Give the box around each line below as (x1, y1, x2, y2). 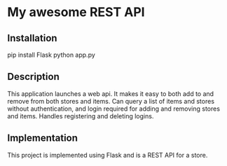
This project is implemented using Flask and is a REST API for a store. (7, 151, 208, 159)
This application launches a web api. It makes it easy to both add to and (7, 89, 214, 98)
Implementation (7, 132, 78, 144)
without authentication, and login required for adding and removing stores (7, 104, 221, 113)
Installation (7, 32, 57, 44)
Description (7, 71, 60, 83)
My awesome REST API (7, 4, 145, 20)
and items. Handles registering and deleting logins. (7, 111, 154, 120)
